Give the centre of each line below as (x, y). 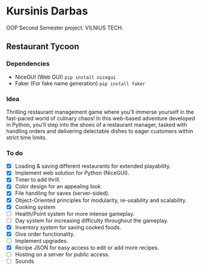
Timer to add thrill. (38, 180)
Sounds (24, 261)
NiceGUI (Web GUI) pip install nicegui (65, 77)
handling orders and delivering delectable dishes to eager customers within (100, 131)
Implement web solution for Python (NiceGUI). (72, 173)
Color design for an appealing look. (58, 186)
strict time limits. (26, 137)
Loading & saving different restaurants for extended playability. (93, 166)
